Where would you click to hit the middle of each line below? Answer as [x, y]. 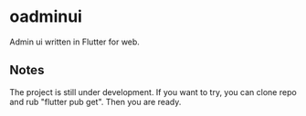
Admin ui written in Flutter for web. [74, 42]
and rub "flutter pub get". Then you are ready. [95, 101]
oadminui [46, 17]
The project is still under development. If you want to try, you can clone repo [153, 92]
